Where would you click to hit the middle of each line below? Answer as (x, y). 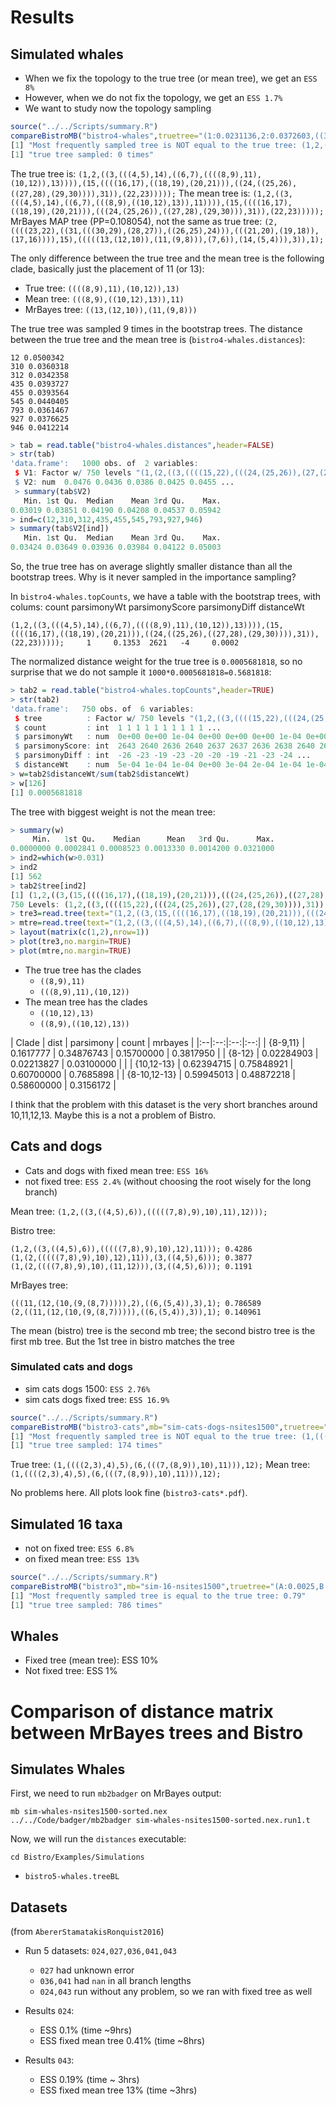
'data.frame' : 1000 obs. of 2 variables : (104, 464)
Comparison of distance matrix (142, 1711)
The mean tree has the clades (86, 1002)
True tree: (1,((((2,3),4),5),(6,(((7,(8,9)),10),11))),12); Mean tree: (160, 1465)
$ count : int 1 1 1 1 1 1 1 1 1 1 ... (118, 727)
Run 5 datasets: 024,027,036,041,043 (100, 1951)
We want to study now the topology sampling (118, 108)
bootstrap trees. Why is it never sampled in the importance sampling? (153, 577)
